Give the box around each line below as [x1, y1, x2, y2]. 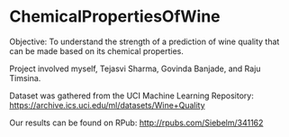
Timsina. [9, 72, 41, 83]
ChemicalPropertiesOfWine [9, 6, 221, 27]
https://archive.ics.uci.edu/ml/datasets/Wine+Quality [9, 99, 205, 110]
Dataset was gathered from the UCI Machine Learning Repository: [9, 90, 254, 101]
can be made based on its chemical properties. [9, 45, 185, 56]
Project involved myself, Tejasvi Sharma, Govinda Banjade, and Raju [9, 63, 261, 74]
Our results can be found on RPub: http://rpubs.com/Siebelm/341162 [9, 117, 264, 128]
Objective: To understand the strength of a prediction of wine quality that [9, 36, 280, 47]
